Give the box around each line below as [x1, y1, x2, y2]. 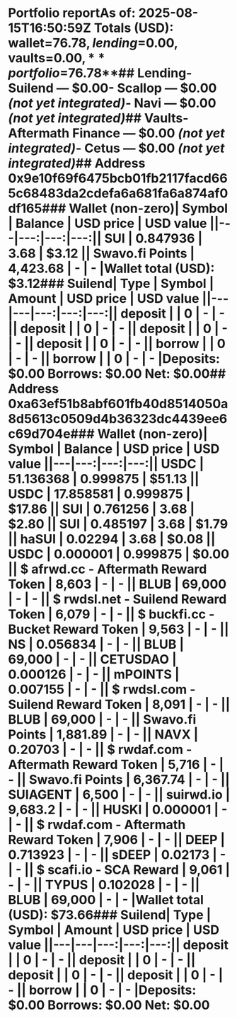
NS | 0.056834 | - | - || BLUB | [8, 637, 185, 652]
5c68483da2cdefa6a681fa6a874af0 [8, 185, 229, 202]
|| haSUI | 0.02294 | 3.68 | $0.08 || [8, 531, 216, 548]
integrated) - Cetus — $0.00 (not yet [8, 140, 225, 156]
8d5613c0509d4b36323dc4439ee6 [8, 411, 228, 427]
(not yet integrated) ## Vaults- [8, 110, 189, 127]
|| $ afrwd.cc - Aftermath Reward [8, 561, 207, 577]
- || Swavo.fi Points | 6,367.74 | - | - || [8, 772, 231, 788]
